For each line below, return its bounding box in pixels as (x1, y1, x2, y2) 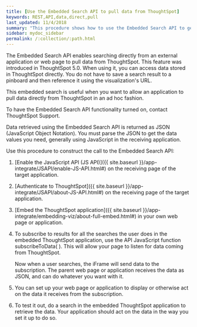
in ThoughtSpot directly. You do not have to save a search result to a (6, 71, 172, 77)
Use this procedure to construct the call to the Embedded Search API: (6, 147, 175, 154)
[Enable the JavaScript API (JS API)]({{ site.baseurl (14, 159, 138, 166)
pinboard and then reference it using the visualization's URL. (6, 77, 152, 84)
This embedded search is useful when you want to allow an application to (6, 89, 184, 95)
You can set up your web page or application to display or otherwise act (14, 284, 189, 291)
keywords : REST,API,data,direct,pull (6, 14, 98, 20)
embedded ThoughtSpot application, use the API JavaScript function (14, 237, 181, 244)
